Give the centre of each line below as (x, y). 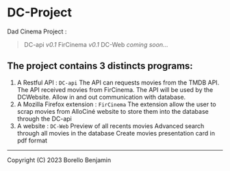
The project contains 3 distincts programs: (100, 66)
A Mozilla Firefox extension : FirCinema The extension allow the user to (117, 104)
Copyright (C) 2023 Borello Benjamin (59, 160)
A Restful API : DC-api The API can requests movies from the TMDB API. (118, 82)
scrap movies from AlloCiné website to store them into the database (113, 111)
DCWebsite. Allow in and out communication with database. (101, 97)
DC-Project (40, 13)
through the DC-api (44, 119)
